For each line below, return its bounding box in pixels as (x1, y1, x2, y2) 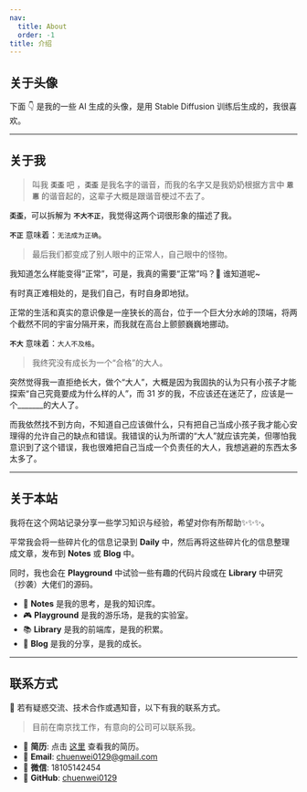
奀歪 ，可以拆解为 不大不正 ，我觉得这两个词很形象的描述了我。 (9, 209, 238, 220)
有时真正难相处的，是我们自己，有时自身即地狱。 (9, 287, 194, 298)
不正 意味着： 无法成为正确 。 (9, 229, 107, 240)
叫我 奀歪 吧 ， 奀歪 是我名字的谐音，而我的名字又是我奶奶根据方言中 (31, 179, 285, 190)
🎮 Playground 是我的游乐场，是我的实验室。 (22, 609, 194, 620)
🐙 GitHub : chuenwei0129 (22, 772, 117, 783)
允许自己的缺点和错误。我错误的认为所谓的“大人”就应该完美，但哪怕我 (33, 430, 297, 441)
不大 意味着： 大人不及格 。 (9, 337, 101, 348)
